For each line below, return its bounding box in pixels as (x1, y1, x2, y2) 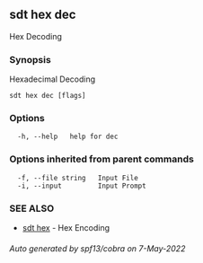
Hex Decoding (9, 31, 63, 41)
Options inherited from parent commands (9, 153, 195, 165)
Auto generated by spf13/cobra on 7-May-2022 (9, 242, 186, 254)
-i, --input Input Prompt (17, 181, 146, 190)
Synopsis (9, 53, 51, 66)
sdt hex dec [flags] (9, 92, 87, 101)
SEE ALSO (9, 202, 55, 215)
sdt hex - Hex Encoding (22, 223, 110, 232)
